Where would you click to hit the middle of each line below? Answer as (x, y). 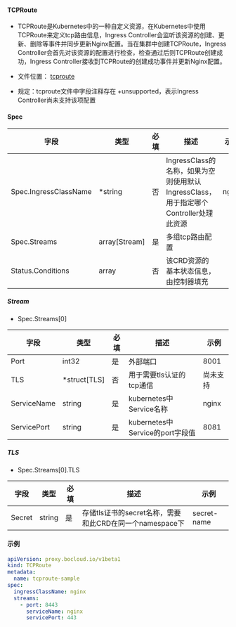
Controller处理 (189, 213)
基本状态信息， (191, 271)
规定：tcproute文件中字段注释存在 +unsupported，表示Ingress (108, 91)
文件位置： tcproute (46, 77)
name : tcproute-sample (47, 579)
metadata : (22, 572)
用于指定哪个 (187, 202)
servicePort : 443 (51, 618)
